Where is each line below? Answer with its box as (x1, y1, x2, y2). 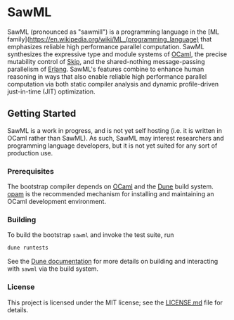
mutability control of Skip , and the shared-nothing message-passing (7, 57, 205, 65)
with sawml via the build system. (7, 264, 99, 273)
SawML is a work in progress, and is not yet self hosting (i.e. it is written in (7, 126, 223, 134)
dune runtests (7, 244, 49, 252)
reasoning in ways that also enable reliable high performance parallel (7, 72, 207, 81)
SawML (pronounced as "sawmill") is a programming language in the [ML (7, 27, 220, 36)
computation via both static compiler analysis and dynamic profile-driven (7, 79, 219, 88)
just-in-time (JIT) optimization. (7, 87, 96, 96)
